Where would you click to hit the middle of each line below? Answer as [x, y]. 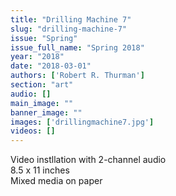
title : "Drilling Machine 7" [71, 19]
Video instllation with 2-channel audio [88, 160]
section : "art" [42, 85]
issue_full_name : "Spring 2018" [77, 47]
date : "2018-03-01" [51, 66]
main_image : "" [42, 103]
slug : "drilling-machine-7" [69, 29]
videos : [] [33, 131]
